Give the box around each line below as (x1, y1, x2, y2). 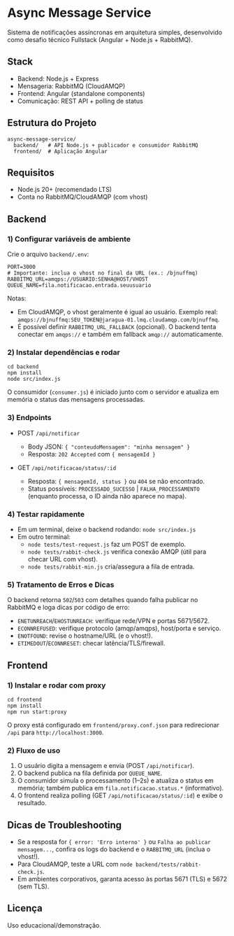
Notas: (7, 294, 27, 302)
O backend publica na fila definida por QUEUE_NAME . (17, 769, 163, 778)
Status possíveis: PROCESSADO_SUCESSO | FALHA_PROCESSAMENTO (27, 484, 200, 493)
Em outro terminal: (17, 532, 71, 540)
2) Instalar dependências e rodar (7, 347, 120, 357)
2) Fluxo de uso (7, 746, 61, 755)
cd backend (7, 363, 39, 370)
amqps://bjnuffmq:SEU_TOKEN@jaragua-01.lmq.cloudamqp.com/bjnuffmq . (17, 315, 220, 323)
